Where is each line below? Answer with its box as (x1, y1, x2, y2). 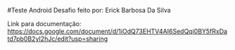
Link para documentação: (7, 20, 82, 27)
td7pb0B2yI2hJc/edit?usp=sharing (7, 35, 108, 43)
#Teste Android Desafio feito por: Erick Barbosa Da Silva (7, 6, 171, 14)
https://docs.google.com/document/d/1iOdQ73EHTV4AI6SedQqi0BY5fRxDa (7, 27, 227, 35)
